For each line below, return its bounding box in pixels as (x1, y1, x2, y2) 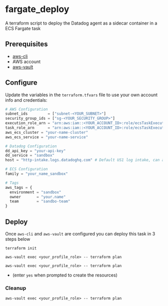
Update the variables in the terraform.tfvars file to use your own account (5, 92, 158, 98)
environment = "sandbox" (9, 189, 61, 195)
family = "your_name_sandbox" (5, 171, 68, 176)
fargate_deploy (5, 4, 69, 15)
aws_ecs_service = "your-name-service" (5, 134, 88, 140)
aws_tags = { (5, 185, 32, 190)
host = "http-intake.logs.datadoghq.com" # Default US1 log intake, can (5, 158, 160, 163)
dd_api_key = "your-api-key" (5, 148, 66, 153)
